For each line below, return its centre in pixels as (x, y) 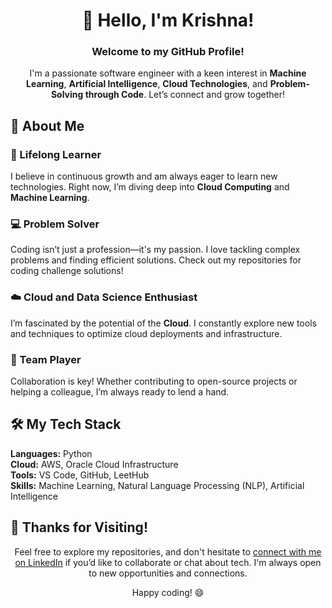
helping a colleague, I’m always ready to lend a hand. (120, 392)
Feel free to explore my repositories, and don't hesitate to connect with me (168, 551)
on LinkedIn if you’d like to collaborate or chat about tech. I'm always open (168, 562)
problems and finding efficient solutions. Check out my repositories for (156, 260)
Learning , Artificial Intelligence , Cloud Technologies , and (147, 84)
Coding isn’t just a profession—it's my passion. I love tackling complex (155, 250)
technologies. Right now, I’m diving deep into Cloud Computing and (150, 187)
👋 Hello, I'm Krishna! (168, 20)
